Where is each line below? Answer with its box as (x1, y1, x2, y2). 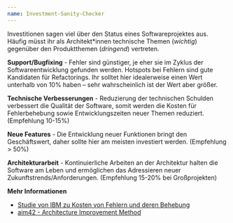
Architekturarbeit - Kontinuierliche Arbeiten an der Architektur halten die (7, 158, 218, 167)
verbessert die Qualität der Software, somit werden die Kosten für (7, 101, 197, 109)
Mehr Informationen (7, 187, 67, 195)
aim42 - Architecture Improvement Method (17, 208, 141, 216)
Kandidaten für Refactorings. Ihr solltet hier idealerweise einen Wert (7, 73, 203, 81)
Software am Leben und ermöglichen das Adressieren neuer (7, 165, 181, 174)
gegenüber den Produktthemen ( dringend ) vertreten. (7, 44, 160, 53)
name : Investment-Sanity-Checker (7, 10, 105, 18)
